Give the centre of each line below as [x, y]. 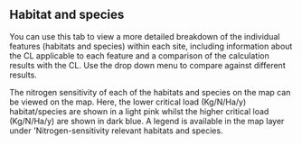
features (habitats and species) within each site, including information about [151, 46]
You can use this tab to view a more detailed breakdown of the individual [145, 36]
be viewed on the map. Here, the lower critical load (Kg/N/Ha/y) [128, 102]
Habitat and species [67, 15]
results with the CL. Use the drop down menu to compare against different [148, 65]
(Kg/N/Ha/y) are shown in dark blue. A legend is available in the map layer [147, 121]
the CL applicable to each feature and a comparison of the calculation [139, 55]
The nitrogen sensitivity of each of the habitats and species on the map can [150, 92]
